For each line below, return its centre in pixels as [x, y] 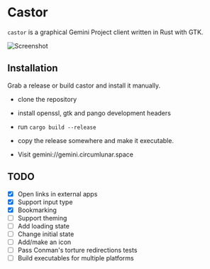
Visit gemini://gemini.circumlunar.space [75, 154]
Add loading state [43, 226]
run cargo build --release [57, 127]
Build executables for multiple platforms [76, 258]
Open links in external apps [57, 194]
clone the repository [47, 99]
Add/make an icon [44, 242]
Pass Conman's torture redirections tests [77, 250]
